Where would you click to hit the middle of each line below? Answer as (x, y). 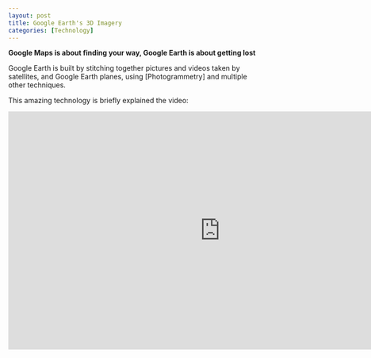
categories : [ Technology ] (51, 30)
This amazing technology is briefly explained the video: (98, 101)
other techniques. (37, 85)
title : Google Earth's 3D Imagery (65, 23)
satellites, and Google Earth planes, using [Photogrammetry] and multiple (128, 77)
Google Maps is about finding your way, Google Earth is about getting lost (132, 53)
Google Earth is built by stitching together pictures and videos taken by (124, 68)
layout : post (30, 15)
